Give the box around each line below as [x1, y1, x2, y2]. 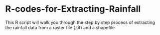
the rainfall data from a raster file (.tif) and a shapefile [5, 24, 115, 30]
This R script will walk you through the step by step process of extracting [5, 19, 156, 25]
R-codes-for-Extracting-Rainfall [5, 3, 141, 15]
